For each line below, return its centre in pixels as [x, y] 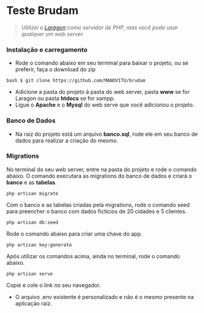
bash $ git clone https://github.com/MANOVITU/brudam [76, 81]
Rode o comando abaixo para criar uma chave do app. [74, 234]
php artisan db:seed [33, 222]
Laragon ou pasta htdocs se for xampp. [65, 99]
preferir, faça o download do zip [55, 69]
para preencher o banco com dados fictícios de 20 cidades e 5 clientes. [97, 211]
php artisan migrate [33, 193]
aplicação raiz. [33, 303]
